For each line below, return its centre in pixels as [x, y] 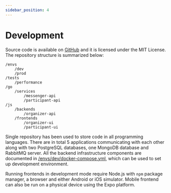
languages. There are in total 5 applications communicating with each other [85, 142]
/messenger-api [40, 96]
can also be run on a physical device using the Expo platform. [70, 184]
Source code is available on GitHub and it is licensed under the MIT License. [86, 50]
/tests [12, 78]
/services [25, 91]
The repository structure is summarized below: [55, 55]
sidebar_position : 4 [27, 10]
